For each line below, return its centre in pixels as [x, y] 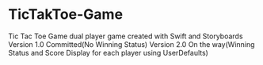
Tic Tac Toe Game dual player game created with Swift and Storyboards [126, 36]
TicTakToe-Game [66, 14]
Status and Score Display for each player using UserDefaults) [108, 52]
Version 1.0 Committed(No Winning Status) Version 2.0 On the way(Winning [131, 44]
